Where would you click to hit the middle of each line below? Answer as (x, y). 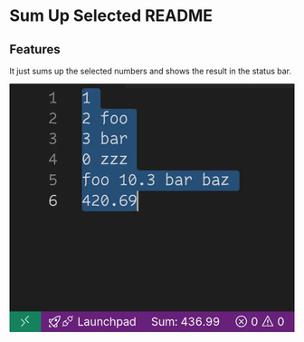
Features (35, 49)
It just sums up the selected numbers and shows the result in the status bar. (151, 71)
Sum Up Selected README (111, 16)
